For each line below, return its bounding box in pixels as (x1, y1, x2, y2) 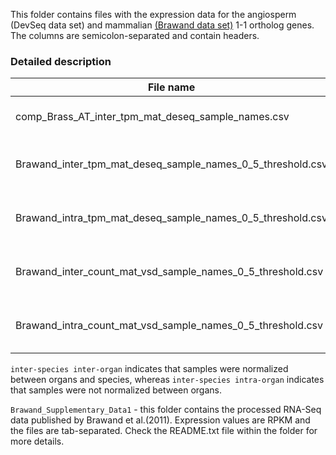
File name (147, 80, 196, 94)
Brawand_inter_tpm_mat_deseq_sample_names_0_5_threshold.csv (15, 157, 328, 171)
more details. (10, 435, 65, 448)
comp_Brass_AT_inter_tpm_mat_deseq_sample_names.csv (15, 110, 290, 124)
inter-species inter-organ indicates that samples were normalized (10, 363, 289, 375)
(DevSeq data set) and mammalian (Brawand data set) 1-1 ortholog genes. (10, 19, 315, 31)
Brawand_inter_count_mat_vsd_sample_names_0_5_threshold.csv (15, 265, 324, 279)
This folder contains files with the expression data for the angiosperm (10, 9, 297, 20)
